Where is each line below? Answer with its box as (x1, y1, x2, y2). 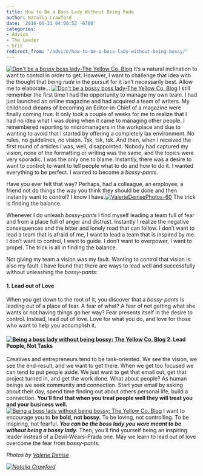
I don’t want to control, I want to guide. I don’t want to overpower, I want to (6, 237, 192, 244)
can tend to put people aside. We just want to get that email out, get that (6, 368, 187, 376)
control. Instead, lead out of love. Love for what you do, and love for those (6, 315, 191, 322)
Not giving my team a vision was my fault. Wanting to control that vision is (6, 255, 191, 263)
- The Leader (6, 37, 39, 43)
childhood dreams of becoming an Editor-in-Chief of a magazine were (6, 104, 182, 111)
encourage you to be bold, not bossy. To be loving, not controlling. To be (6, 414, 189, 421)
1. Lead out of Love (6, 282, 55, 289)
